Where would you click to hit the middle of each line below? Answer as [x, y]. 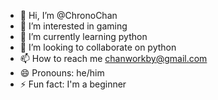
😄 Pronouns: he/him [62, 73]
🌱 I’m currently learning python [83, 36]
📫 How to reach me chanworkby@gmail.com [113, 58]
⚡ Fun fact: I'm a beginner [73, 84]
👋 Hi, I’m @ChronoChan [68, 15]
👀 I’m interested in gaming [73, 26]
